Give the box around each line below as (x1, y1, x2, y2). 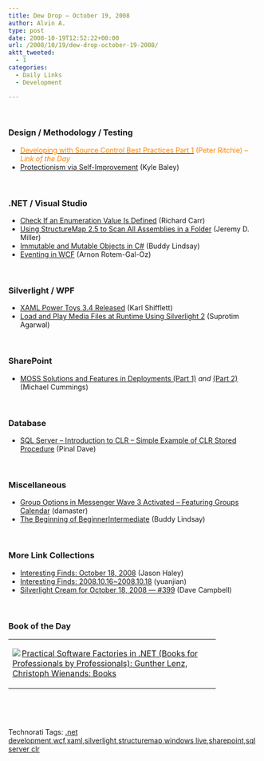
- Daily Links (15, 71, 62, 79)
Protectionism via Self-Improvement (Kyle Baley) (19, 162, 179, 172)
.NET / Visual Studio (8, 197, 88, 208)
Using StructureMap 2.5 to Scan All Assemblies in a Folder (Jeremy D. (19, 224, 250, 234)
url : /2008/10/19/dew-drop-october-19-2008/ (8, 41, 159, 49)
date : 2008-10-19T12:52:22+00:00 (8, 34, 120, 42)
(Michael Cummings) (19, 382, 89, 392)
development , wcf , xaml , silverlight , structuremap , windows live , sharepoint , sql (8, 735, 256, 745)
